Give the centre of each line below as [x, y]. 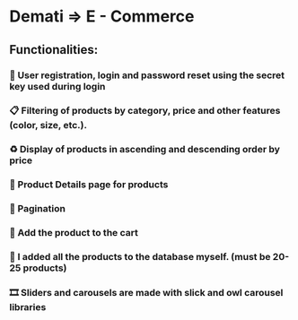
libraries [28, 307]
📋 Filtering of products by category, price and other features [145, 111]
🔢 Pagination [37, 209]
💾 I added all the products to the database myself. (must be [140, 257]
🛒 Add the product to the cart [74, 233]
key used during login [57, 86]
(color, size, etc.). [48, 125]
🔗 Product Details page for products [89, 185]
